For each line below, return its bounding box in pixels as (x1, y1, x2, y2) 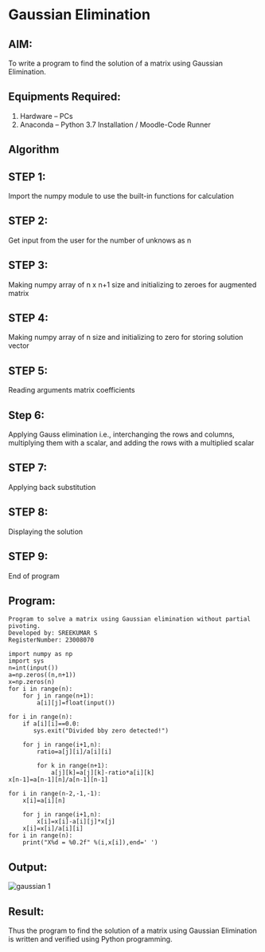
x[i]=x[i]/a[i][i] (22, 824, 84, 833)
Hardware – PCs (19, 111, 73, 120)
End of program (8, 571, 60, 580)
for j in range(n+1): (22, 692, 94, 700)
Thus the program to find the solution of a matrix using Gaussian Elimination (8, 926, 257, 935)
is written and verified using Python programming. (8, 934, 173, 943)
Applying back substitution (8, 482, 96, 492)
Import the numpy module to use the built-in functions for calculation (8, 192, 235, 201)
